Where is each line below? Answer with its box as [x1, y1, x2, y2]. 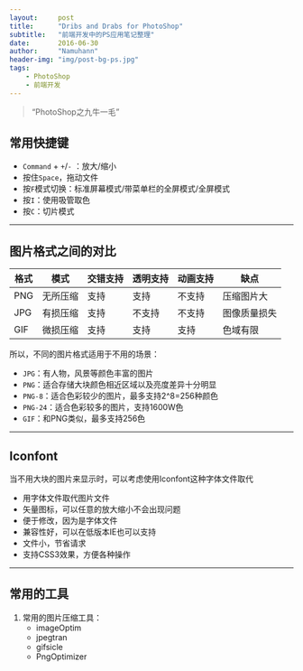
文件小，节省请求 [22, 538, 87, 549]
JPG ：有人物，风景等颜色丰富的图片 [22, 368, 154, 379]
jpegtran [35, 631, 68, 642]
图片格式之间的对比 [9, 243, 116, 258]
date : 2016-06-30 [9, 38, 99, 48]
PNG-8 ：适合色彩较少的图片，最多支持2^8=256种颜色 [22, 390, 219, 402]
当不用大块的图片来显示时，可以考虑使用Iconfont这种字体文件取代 [9, 473, 254, 484]
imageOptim [35, 622, 82, 633]
